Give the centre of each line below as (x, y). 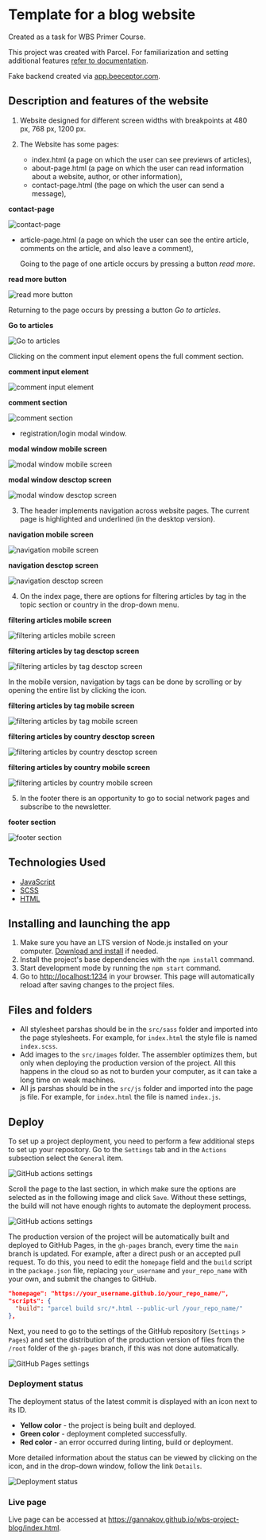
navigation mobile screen (51, 534)
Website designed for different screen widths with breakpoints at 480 (133, 120)
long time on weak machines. (67, 1080)
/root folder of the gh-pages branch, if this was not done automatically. (124, 1348)
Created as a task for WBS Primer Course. (77, 37)
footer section (32, 822)
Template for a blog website (102, 15)
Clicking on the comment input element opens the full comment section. (126, 356)
